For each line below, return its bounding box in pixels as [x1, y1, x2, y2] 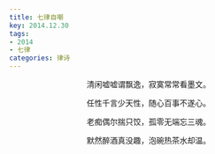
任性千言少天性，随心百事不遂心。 [87, 98, 211, 108]
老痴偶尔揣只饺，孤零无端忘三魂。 [87, 116, 211, 127]
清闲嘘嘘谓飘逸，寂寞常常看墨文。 [87, 79, 211, 89]
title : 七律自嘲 [9, 12, 64, 22]
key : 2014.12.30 [9, 21, 69, 30]
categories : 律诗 [9, 54, 71, 62]
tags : [9, 29, 29, 38]
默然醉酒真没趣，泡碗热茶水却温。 [87, 136, 211, 145]
